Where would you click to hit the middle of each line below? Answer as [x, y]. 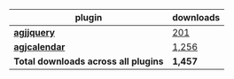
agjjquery [35, 32]
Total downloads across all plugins [89, 61]
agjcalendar [39, 47]
